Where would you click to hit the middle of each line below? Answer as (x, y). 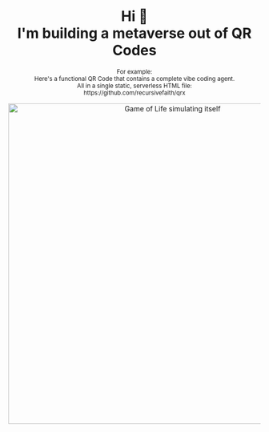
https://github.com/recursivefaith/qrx (134, 93)
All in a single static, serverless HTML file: (134, 86)
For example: (134, 71)
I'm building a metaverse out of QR (134, 33)
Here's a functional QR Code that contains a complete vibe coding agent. (134, 79)
